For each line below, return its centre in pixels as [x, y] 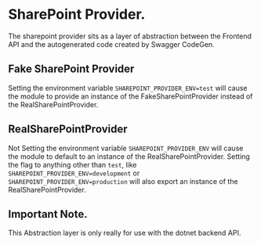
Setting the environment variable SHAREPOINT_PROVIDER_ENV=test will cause [128, 88]
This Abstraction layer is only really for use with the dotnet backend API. [125, 233]
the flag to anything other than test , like [72, 164]
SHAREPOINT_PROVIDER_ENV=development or [74, 173]
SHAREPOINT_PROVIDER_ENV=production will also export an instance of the [123, 181]
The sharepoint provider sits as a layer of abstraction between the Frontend [130, 36]
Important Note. [48, 214]
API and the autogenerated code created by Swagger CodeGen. [111, 44]
